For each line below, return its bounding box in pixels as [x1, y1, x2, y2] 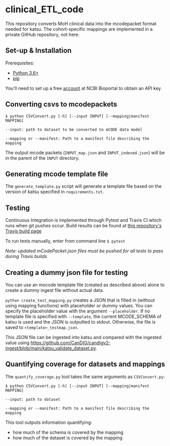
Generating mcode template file [5, 169, 108, 178]
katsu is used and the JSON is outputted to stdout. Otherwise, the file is [5, 319, 156, 325]
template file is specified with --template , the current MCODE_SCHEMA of [5, 313, 162, 320]
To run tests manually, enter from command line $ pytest [5, 238, 126, 244]
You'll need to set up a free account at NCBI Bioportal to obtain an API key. [5, 85, 162, 91]
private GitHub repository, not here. [5, 31, 80, 37]
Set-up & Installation [5, 46, 72, 55]
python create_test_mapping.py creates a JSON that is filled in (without [5, 297, 155, 303]
